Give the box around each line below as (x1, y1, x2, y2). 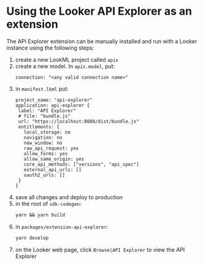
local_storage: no (23, 129, 71, 135)
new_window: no (23, 140, 63, 146)
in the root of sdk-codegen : (15, 200, 82, 207)
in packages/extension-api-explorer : (15, 222, 109, 230)
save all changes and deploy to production (15, 193, 123, 200)
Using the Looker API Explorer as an (6, 4, 192, 18)
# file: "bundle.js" (18, 113, 71, 119)
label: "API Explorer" (18, 107, 77, 114)
